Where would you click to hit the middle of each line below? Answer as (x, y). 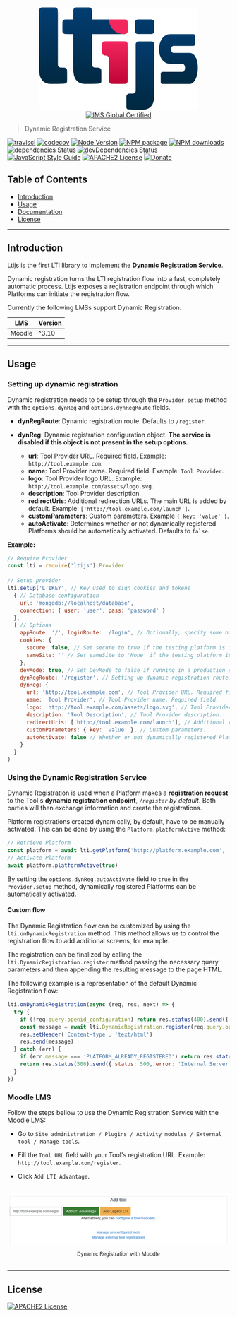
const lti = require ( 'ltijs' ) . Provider (66, 566)
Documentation (40, 211)
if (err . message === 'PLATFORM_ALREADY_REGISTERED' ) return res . (118, 1057)
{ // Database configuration (56, 596)
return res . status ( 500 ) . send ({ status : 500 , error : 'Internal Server (124, 1064)
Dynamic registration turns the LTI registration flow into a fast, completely (114, 278)
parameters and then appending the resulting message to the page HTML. (115, 969)
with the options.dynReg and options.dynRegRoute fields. (89, 407)
